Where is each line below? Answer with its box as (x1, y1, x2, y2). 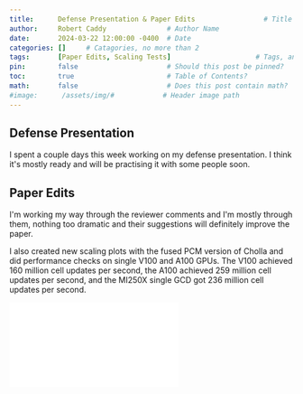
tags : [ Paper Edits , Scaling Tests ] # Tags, (9, 52, 284, 62)
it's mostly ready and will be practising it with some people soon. (9, 159, 251, 170)
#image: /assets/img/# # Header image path (9, 90, 241, 99)
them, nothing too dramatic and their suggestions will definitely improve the (9, 219, 290, 230)
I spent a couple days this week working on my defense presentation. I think (9, 149, 292, 160)
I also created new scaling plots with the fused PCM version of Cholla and (9, 246, 284, 257)
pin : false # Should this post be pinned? (9, 62, 284, 71)
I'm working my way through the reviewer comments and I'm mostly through (9, 209, 293, 220)
